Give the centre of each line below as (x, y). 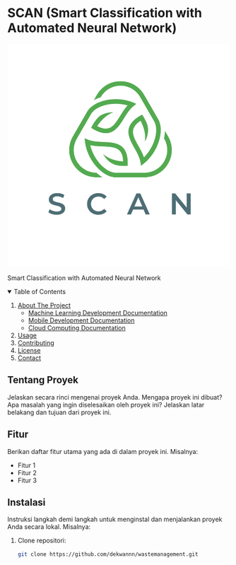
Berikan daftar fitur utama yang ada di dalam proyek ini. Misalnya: (103, 451)
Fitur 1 (26, 465)
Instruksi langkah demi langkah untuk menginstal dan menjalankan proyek (115, 519)
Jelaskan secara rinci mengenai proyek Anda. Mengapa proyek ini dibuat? (115, 397)
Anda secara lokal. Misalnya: (49, 527)
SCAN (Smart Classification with (105, 13)
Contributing (36, 343)
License (29, 350)
